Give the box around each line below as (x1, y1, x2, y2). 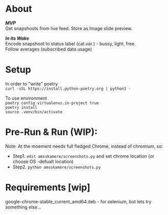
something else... (5, 204, 42, 210)
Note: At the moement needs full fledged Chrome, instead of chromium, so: (5, 143, 163, 149)
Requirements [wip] (5, 182, 91, 193)
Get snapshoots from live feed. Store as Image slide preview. (5, 25, 133, 31)
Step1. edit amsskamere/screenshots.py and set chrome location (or (12, 153, 154, 159)
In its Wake (5, 35, 30, 41)
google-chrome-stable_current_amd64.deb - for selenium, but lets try (5, 198, 152, 204)
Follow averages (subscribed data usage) (5, 46, 92, 52)
